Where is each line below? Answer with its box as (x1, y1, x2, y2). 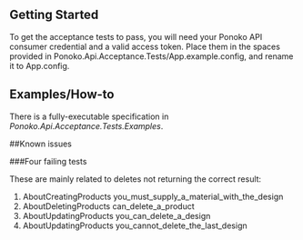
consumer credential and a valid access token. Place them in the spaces (9, 41, 280, 52)
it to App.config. (9, 60, 70, 71)
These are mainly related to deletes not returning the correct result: (9, 173, 262, 185)
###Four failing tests (9, 155, 87, 166)
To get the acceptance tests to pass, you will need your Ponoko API (9, 31, 263, 42)
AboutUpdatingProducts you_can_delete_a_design (22, 210, 211, 221)
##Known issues (9, 138, 73, 149)
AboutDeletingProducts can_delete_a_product (22, 200, 196, 212)
